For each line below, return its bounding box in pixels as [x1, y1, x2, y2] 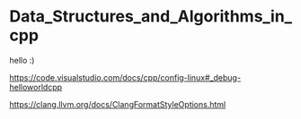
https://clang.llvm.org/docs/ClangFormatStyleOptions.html [9, 98, 226, 109]
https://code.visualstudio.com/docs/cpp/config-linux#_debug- [9, 72, 241, 82]
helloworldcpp [9, 81, 63, 92]
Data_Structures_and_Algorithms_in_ [9, 6, 293, 27]
